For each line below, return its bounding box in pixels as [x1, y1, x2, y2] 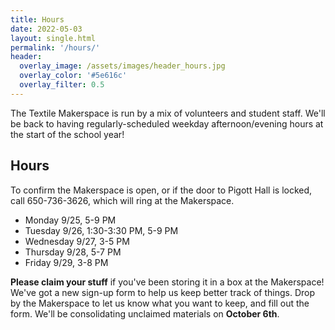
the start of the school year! [10, 128, 125, 140]
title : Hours [10, 14, 65, 25]
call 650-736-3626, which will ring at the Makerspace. [10, 194, 235, 206]
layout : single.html [10, 33, 97, 43]
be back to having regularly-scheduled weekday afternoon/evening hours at [10, 117, 324, 130]
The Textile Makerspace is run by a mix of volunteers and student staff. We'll [10, 107, 326, 119]
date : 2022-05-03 [10, 24, 83, 34]
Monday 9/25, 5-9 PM [24, 214, 117, 226]
